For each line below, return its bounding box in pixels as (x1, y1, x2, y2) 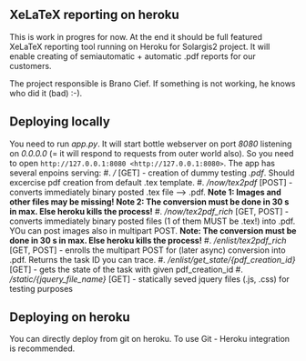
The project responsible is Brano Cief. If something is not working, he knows (9, 77, 296, 89)
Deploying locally (9, 114, 111, 130)
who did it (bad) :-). (9, 87, 83, 98)
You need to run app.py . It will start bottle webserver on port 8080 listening (9, 138, 292, 149)
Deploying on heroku (9, 309, 130, 326)
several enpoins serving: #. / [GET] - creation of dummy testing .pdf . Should (9, 167, 295, 178)
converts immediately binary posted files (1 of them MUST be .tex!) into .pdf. (9, 216, 296, 226)
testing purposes (9, 283, 74, 294)
